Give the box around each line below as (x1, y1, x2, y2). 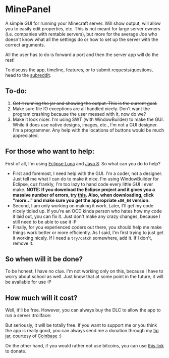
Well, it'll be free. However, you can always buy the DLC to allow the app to (5, 307, 161, 313)
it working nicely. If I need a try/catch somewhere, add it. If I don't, (12, 235, 152, 241)
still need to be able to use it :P (12, 218, 77, 225)
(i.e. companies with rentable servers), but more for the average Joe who (5, 31, 157, 37)
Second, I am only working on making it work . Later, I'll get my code (12, 202, 154, 208)
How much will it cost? (5, 293, 78, 302)
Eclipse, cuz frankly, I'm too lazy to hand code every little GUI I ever (12, 181, 153, 187)
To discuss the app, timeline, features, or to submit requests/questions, (5, 67, 153, 73)
